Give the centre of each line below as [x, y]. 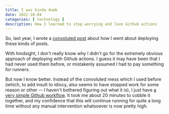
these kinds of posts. [27, 44]
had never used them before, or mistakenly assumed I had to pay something [85, 64]
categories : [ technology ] [35, 19]
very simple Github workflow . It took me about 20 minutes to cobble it [78, 95]
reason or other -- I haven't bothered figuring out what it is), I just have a [81, 90]
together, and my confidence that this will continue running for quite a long [83, 101]
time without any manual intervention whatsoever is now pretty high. [76, 106]
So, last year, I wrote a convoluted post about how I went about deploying [82, 38]
